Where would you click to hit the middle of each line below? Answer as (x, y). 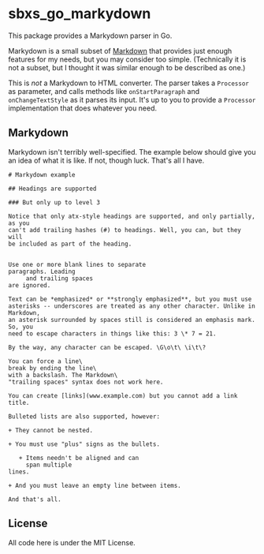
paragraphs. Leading (42, 271)
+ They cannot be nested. (50, 430)
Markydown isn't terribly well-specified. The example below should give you (132, 152)
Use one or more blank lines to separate (77, 264)
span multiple (49, 465)
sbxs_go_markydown (80, 14)
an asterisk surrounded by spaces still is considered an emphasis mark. (132, 320)
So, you (21, 327)
